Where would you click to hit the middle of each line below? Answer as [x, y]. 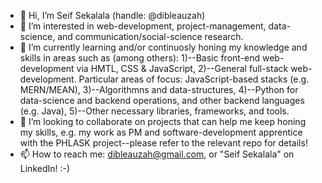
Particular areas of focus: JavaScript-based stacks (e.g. [194, 79]
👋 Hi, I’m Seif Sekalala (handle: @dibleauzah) [112, 15]
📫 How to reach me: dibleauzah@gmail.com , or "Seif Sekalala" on [157, 154]
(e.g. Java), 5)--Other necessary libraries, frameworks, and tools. [154, 111]
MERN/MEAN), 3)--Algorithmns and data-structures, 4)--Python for [159, 89]
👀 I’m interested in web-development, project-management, [143, 26]
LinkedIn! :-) [45, 168]
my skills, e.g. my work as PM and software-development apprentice [161, 132]
